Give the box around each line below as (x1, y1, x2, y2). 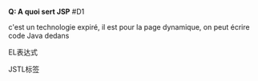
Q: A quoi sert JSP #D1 (8, 7, 85, 16)
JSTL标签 (8, 64, 40, 74)
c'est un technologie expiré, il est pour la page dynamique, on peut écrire (8, 22, 250, 31)
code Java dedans (8, 31, 70, 40)
